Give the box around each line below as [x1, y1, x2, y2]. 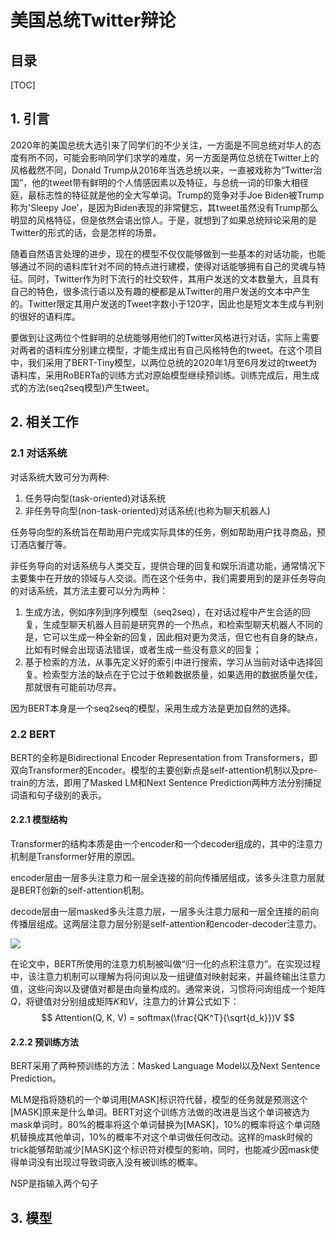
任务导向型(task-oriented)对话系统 [24, 492, 167, 504]
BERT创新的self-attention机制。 [18, 884, 150, 896]
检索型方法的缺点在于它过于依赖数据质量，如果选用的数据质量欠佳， [42, 668, 323, 680]
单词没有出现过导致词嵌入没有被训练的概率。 [18, 1156, 203, 1168]
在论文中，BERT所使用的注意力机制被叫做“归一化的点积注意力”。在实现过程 [10, 958, 321, 970]
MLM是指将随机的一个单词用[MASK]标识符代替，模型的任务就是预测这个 [10, 1094, 309, 1106]
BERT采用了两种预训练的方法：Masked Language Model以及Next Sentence [10, 1060, 321, 1072]
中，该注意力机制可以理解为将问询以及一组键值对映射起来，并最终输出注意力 [10, 971, 326, 982]
